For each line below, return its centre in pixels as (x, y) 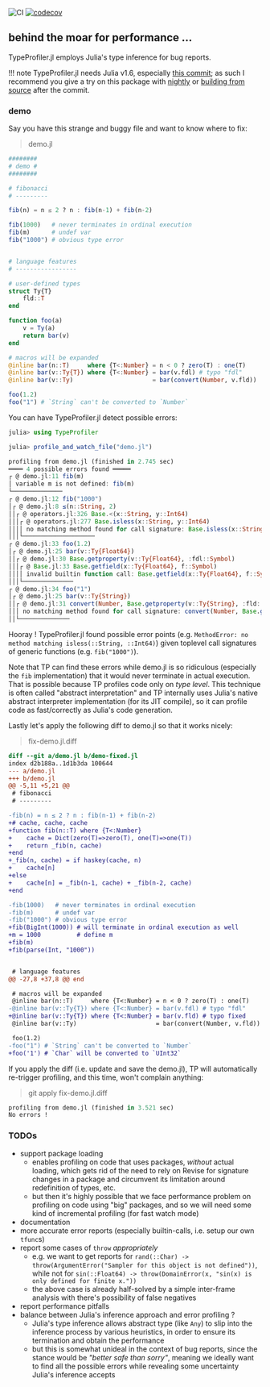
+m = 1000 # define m (61, 935)
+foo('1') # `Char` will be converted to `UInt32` (95, 1053)
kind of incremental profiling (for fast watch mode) (115, 1213)
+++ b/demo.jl (32, 778)
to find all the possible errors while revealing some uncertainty (135, 1366)
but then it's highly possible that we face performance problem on (141, 1196)
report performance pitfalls (65, 1306)
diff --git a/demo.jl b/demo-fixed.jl (73, 756)
